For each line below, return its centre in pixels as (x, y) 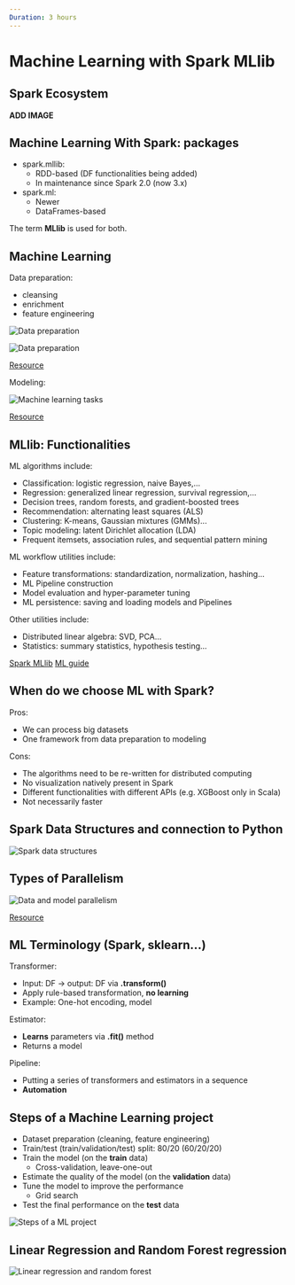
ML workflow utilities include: (62, 557)
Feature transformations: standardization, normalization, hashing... (144, 574)
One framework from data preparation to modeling (114, 739)
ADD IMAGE (31, 115)
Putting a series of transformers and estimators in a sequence (135, 1080)
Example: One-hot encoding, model (87, 1002)
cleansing (40, 295)
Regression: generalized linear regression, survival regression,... (139, 493)
